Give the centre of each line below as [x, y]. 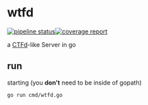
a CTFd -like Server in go [42, 44]
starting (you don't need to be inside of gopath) [74, 82]
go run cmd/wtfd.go [35, 95]
